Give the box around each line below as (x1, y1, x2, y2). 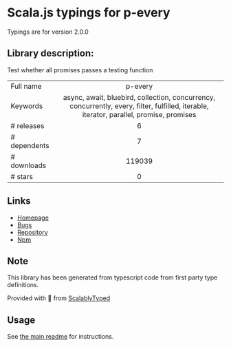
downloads (10, 160, 47, 170)
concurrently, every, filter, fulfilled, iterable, (69, 101, 209, 111)
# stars (10, 171, 33, 181)
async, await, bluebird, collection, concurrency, (63, 92, 216, 102)
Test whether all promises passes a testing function (7, 65, 153, 74)
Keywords (10, 101, 43, 111)
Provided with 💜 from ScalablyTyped (7, 294, 111, 302)
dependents (10, 140, 49, 150)
